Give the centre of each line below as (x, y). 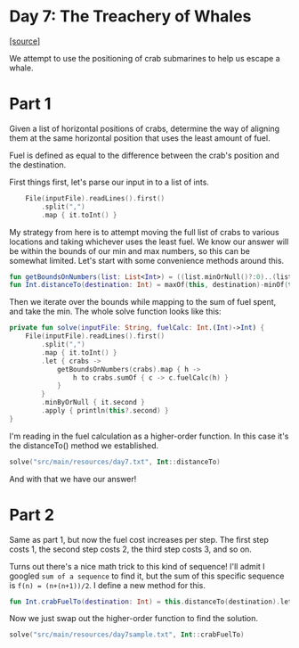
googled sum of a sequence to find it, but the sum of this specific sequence (147, 576)
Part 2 (32, 515)
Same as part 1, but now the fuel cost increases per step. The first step (139, 539)
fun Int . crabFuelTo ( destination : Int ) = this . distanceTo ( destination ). (145, 602)
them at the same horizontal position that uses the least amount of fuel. (140, 138)
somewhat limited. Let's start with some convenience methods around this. (147, 260)
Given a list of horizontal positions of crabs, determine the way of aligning (145, 128)
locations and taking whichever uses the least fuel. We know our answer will (149, 242)
